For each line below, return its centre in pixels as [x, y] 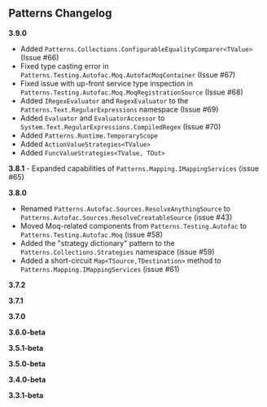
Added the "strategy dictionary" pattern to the [97, 243]
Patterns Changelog [60, 13]
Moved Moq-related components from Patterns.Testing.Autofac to [133, 225]
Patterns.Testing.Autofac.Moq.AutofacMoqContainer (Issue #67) [128, 74]
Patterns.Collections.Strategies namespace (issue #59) [117, 252]
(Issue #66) [39, 57]
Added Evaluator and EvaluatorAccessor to [92, 118]
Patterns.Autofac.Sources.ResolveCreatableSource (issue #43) [126, 217]
